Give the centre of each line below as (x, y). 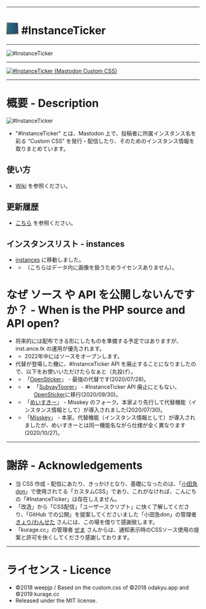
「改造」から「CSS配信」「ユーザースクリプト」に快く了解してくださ (102, 507)
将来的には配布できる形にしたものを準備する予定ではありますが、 (98, 341)
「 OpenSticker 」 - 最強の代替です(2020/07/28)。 (87, 379)
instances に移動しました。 (50, 260)
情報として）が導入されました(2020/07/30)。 (109, 410)
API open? (33, 323)
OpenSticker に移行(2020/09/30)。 (77, 395)
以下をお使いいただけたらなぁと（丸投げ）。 (81, 372)
